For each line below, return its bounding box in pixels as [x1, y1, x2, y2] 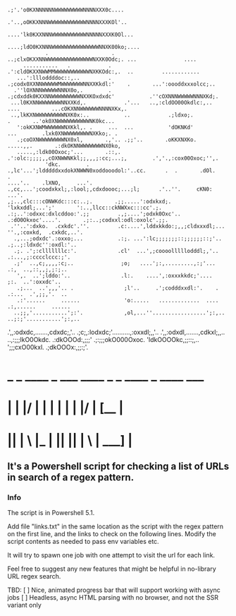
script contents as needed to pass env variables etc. [7, 538, 160, 546]
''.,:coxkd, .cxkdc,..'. [7, 229, 83, 236]
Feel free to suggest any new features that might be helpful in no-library [7, 564, 216, 573]
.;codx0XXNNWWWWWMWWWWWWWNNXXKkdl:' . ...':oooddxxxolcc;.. [7, 81, 216, 88]
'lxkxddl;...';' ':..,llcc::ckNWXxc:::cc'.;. [7, 204, 162, 211]
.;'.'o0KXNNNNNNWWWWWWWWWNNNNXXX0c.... [7, 6, 125, 13]
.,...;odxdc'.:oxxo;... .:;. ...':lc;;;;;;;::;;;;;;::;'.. [13, 235, 222, 242]
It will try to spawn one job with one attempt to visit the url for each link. [7, 551, 216, 559]
